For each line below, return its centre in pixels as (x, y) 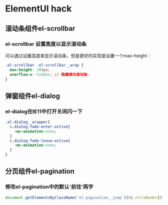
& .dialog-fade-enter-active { (40, 126)
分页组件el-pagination (40, 171)
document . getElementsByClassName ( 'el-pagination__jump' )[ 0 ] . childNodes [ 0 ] (85, 197)
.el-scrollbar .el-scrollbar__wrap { (44, 65)
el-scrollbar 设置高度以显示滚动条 (46, 44)
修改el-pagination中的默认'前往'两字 (49, 187)
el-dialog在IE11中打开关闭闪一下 (44, 111)
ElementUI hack (38, 9)
